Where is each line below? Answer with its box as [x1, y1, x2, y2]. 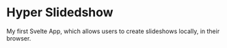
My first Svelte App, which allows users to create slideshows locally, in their [6, 27, 220, 35]
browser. [6, 34, 31, 42]
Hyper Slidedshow [6, 5, 113, 20]
